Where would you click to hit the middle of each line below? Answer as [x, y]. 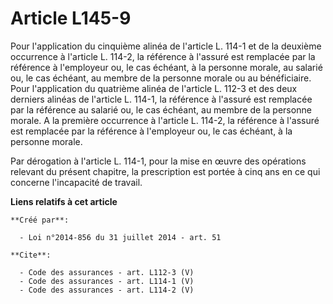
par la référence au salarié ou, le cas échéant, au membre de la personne [161, 109]
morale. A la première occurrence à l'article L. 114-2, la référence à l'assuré [165, 120]
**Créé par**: [40, 220]
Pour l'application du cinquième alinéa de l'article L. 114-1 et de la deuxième [166, 46]
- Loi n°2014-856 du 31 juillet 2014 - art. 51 [120, 237]
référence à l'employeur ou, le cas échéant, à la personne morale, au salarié [166, 67]
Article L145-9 [71, 18]
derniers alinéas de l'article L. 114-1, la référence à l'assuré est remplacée [161, 99]
